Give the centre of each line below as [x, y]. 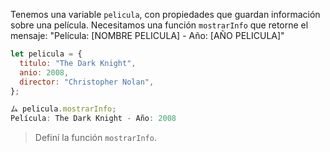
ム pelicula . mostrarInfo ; [63, 109]
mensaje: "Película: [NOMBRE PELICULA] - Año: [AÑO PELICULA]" [147, 35]
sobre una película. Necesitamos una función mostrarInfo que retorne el [159, 25]
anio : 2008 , [44, 72]
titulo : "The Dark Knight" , [78, 63]
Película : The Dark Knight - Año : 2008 [93, 119]
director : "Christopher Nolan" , [87, 82]
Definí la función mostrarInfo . [95, 138]
